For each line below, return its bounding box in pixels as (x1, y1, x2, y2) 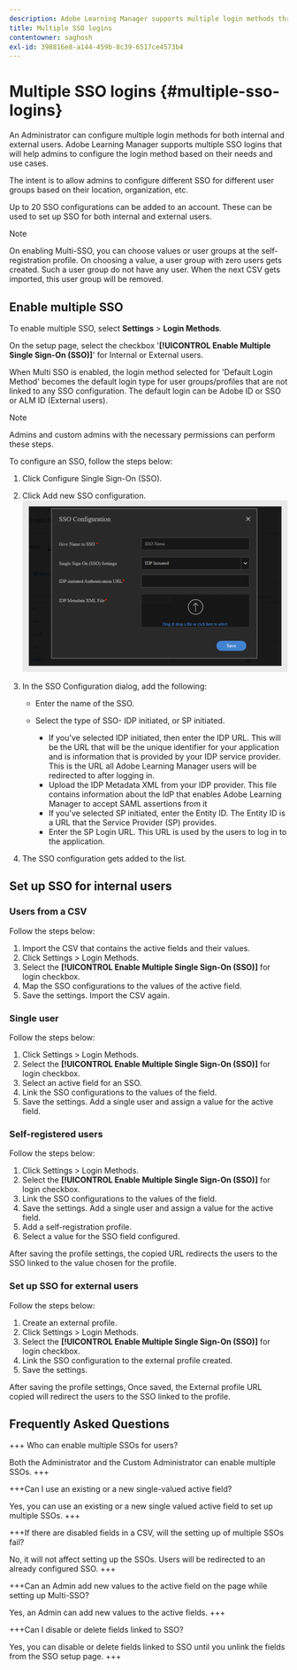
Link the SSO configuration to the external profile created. (21, 1354, 232, 1365)
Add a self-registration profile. (21, 1221, 133, 1232)
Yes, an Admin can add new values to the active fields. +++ (9, 1607, 225, 1618)
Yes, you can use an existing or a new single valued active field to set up (9, 1501, 274, 1511)
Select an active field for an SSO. (21, 1077, 142, 1088)
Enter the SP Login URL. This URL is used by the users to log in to (48, 826, 287, 837)
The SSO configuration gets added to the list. (21, 853, 187, 863)
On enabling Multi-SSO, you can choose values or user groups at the (9, 246, 260, 256)
